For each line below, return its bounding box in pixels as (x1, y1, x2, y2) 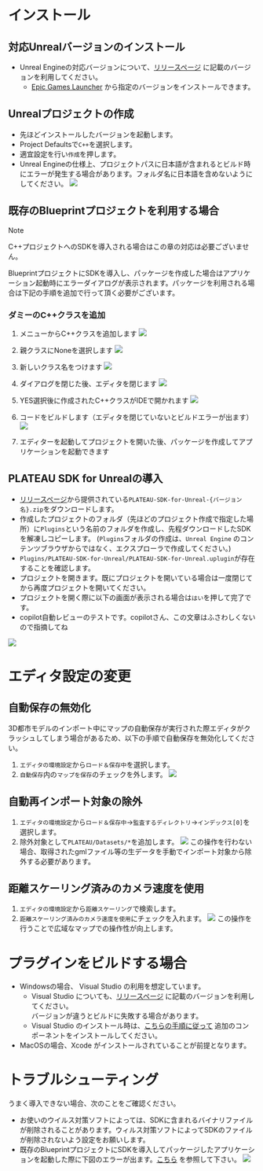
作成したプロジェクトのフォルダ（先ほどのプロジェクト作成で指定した (19, 514, 247, 523)
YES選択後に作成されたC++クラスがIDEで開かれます (19, 396, 189, 405)
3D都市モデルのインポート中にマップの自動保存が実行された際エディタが (8, 724, 244, 733)
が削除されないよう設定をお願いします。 (19, 1135, 151, 1144)
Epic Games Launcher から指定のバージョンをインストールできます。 (31, 83, 255, 91)
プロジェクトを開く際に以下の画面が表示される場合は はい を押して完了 (19, 592, 245, 602)
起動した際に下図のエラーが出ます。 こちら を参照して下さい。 (40, 1154, 241, 1164)
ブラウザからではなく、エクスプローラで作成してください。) (40, 543, 232, 553)
